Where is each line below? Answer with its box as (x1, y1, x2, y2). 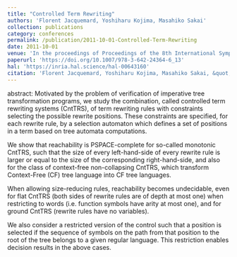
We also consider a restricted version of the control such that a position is (7, 220, 222, 229)
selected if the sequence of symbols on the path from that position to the (7, 228, 220, 236)
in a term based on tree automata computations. (7, 127, 147, 135)
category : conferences (7, 30, 74, 38)
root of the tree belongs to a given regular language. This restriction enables (7, 235, 229, 244)
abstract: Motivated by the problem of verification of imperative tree (7, 89, 205, 98)
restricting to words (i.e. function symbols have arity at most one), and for (7, 199, 221, 207)
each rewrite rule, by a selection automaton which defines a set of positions (7, 119, 228, 127)
